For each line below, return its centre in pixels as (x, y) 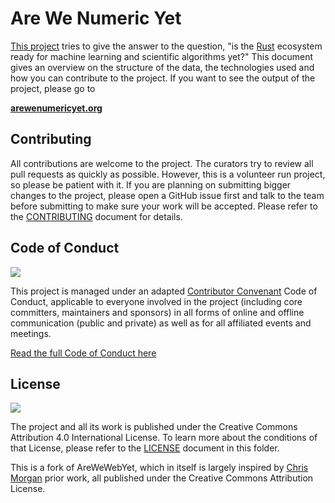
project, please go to (53, 88)
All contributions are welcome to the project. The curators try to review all (162, 163)
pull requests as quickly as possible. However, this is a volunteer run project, (168, 174)
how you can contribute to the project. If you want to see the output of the (163, 78)
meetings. (31, 333)
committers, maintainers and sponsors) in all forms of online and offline (157, 312)
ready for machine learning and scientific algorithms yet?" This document (161, 56)
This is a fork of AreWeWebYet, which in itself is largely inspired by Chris (159, 468)
